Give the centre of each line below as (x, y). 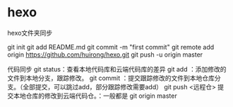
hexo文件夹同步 (30, 33)
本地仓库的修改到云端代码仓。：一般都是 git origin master (95, 96)
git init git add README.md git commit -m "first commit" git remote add (111, 47)
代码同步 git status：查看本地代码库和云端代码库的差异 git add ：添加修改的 (117, 69)
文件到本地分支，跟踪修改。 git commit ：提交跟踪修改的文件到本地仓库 (111, 78)
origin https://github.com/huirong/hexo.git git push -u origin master (105, 55)
